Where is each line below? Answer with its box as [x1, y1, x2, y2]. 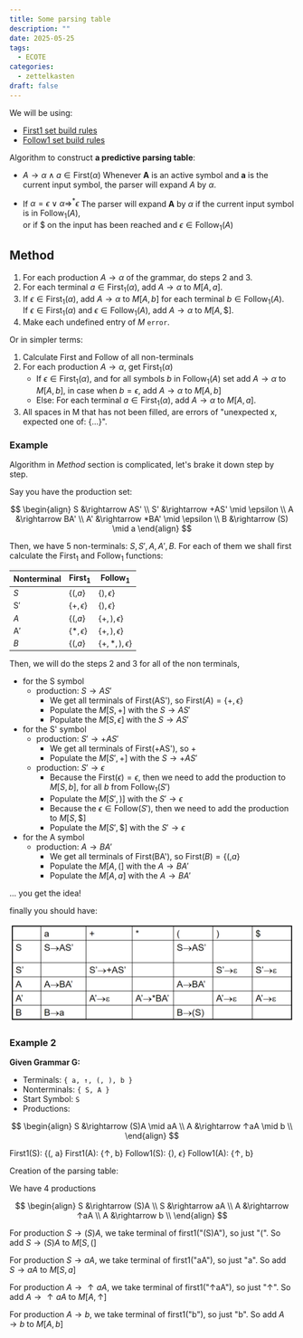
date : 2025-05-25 [9, 33, 75, 43]
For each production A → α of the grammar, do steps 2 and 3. [22, 271, 253, 282]
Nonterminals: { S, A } [22, 1084, 110, 1095]
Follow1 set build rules [22, 134, 106, 145]
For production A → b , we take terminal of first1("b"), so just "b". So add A [9, 1309, 285, 1320]
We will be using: [9, 107, 73, 118]
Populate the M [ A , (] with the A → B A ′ [49, 860, 190, 871]
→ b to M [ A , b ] [9, 1319, 63, 1330]
